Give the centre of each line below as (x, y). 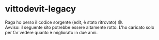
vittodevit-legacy (40, 9)
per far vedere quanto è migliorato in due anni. (51, 32)
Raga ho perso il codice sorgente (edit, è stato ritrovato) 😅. (64, 22)
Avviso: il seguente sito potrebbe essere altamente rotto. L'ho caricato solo (80, 27)
